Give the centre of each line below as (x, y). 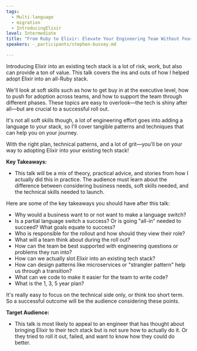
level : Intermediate (31, 34)
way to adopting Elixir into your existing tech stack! (67, 150)
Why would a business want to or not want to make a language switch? (100, 215)
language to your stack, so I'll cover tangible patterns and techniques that (95, 126)
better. (23, 342)
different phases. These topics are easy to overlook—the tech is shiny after (97, 102)
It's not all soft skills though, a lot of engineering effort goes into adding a (94, 120)
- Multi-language (33, 17)
